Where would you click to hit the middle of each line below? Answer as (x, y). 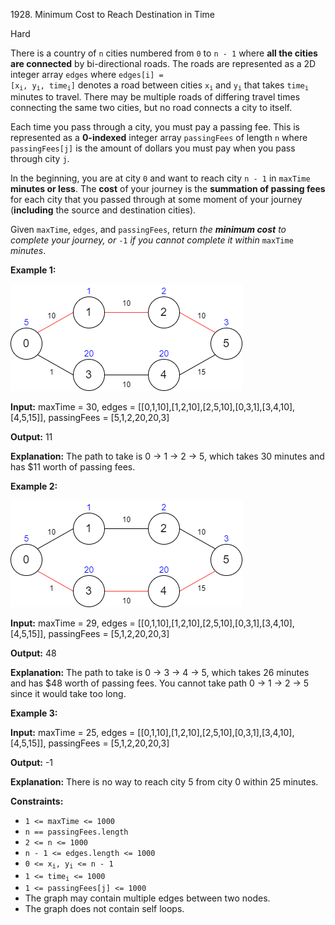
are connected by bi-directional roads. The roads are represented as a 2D (163, 63)
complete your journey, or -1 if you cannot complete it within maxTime (152, 240)
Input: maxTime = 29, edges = (73, 623)
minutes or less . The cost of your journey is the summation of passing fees (168, 189)
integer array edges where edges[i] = (87, 74)
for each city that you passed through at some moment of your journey (156, 200)
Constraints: (37, 801)
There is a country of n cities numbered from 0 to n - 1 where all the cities (164, 53)
